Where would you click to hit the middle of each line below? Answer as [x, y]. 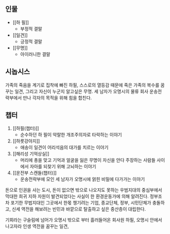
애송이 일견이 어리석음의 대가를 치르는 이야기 [64, 148]
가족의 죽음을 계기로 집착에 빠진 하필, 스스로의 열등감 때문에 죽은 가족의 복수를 [82, 85]
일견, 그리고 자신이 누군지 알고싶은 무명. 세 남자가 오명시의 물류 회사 [81, 91]
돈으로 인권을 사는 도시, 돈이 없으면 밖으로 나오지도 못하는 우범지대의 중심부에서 [84, 190]
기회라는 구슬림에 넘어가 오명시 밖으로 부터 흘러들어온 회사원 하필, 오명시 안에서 [84, 220]
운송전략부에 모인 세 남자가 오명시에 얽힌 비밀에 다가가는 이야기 [82, 179]
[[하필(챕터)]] [26, 128]
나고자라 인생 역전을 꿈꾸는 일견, [37, 226]
